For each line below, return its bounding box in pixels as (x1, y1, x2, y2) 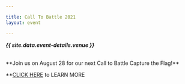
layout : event (5, 19, 41, 26)
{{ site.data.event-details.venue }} (5, 41, 95, 49)
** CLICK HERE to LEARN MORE (5, 71, 85, 78)
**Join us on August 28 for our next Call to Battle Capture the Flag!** (5, 59, 180, 67)
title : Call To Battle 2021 (5, 14, 76, 20)
